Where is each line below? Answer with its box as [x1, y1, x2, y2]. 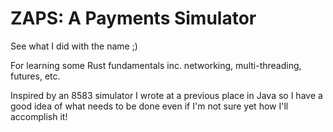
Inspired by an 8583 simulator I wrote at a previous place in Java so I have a [10, 89, 323, 101]
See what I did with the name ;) [10, 40, 138, 52]
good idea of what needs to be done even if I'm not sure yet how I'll [10, 100, 289, 112]
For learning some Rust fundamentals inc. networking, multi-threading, [10, 59, 302, 71]
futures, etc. [10, 70, 61, 82]
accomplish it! [10, 110, 68, 122]
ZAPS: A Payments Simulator [10, 7, 257, 30]
